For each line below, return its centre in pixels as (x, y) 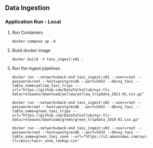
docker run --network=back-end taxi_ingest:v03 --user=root (74, 128)
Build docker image (31, 50)
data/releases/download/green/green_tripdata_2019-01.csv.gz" (76, 119)
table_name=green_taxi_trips (41, 111)
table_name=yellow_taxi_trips (42, 85)
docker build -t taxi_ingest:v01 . (48, 59)
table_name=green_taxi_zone (40, 136)
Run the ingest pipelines (36, 68)
